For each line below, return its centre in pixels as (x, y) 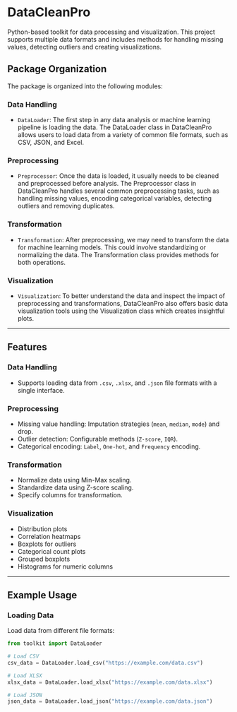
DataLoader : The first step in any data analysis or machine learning (114, 120)
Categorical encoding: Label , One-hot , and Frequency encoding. (109, 446)
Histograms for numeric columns (65, 566)
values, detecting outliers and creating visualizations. (85, 47)
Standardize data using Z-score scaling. (75, 487)
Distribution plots (42, 529)
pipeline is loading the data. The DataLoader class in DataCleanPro (115, 127)
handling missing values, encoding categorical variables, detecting (115, 198)
